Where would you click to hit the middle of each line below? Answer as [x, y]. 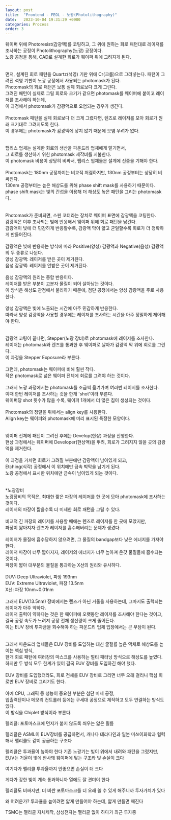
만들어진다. [22, 235]
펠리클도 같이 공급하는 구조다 [43, 741]
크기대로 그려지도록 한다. [35, 124]
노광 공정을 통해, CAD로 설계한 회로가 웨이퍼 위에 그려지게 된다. [68, 57]
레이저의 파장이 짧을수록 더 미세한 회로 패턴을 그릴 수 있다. [63, 509]
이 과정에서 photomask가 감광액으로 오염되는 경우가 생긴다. [64, 106]
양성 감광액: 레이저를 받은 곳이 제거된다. [45, 259]
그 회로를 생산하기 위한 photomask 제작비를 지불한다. [58, 154]
